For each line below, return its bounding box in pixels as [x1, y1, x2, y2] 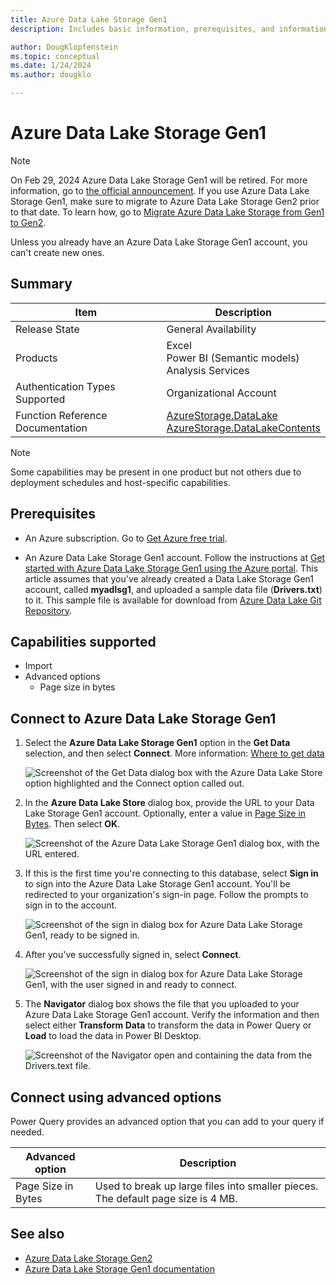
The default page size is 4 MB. [94, 1192, 238, 1205]
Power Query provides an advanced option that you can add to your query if [10, 1116, 325, 1127]
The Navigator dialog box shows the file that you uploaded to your [24, 998, 300, 1010]
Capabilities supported [10, 633, 157, 650]
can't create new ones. [10, 246, 105, 258]
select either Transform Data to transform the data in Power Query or [24, 1019, 312, 1031]
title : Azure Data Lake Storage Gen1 [10, 14, 168, 25]
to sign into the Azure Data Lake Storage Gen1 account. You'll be [24, 878, 291, 890]
